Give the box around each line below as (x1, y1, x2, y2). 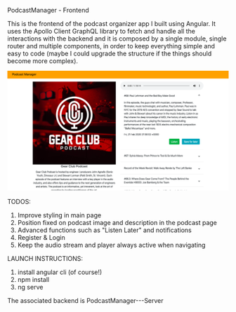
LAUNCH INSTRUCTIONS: (7, 255, 83, 263)
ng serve (17, 283, 44, 292)
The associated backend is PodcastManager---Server (7, 297, 164, 305)
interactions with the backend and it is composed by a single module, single (7, 34, 227, 43)
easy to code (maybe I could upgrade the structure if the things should (7, 49, 212, 57)
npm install (17, 276, 50, 284)
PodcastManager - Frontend (7, 6, 89, 14)
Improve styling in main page (17, 211, 102, 219)
